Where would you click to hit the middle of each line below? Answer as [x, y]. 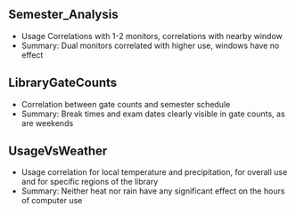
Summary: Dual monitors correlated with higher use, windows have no [150, 45]
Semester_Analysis [63, 15]
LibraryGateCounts [63, 83]
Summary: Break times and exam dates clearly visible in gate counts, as [153, 114]
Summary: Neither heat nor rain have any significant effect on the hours [153, 191]
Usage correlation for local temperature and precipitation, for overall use [154, 172]
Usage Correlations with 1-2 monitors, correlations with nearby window [152, 36]
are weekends [47, 123]
